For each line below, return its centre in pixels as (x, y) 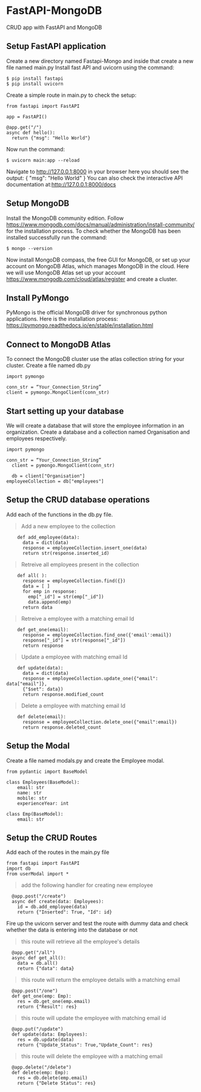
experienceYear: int (43, 803)
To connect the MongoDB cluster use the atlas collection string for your (95, 359)
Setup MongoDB (38, 204)
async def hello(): (31, 133)
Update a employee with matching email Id (74, 657)
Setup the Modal (38, 746)
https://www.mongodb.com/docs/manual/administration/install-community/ (100, 224)
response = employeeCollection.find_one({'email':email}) (97, 635)
